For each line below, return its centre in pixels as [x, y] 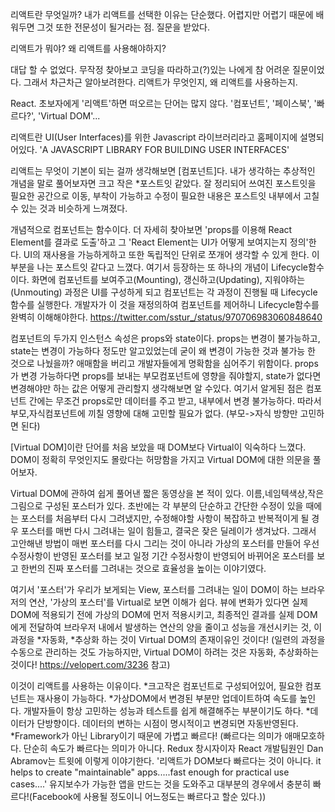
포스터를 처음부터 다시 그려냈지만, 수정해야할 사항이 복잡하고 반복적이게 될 [165, 518]
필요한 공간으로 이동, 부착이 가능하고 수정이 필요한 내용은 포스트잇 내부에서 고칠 [165, 196]
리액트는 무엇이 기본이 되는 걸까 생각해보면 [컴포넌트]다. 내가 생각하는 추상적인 [163, 171]
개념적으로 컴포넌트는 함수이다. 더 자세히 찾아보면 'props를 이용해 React [151, 229]
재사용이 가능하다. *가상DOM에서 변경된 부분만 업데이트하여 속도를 [167, 698]
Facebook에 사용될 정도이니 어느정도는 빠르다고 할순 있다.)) [149, 796]
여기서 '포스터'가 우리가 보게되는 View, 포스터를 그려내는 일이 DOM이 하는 [154, 589]
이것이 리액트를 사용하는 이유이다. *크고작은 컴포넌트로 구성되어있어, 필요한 [156, 686]
